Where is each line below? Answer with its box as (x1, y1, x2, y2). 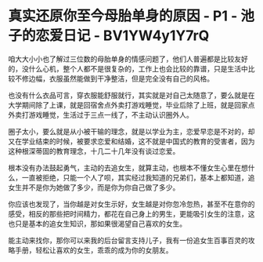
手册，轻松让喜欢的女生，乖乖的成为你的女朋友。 (14, 245, 173, 255)
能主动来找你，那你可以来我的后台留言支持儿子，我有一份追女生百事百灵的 (8, 235, 248, 245)
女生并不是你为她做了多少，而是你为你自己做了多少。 (8, 182, 180, 192)
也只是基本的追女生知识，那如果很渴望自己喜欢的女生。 (8, 219, 186, 228)
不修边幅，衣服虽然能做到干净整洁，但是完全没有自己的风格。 (14, 74, 214, 83)
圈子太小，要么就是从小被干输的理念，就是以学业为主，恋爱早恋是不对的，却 (8, 126, 255, 136)
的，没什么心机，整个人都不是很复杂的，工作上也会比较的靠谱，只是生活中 (8, 64, 248, 73)
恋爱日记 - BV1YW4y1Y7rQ (35, 27, 210, 45)
